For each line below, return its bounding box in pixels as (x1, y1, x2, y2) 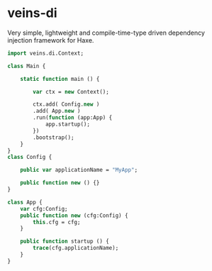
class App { (7, 199, 43, 206)
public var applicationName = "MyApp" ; (20, 167, 138, 174)
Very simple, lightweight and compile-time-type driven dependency (7, 28, 206, 37)
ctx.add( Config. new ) (33, 101, 100, 108)
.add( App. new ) (33, 108, 81, 115)
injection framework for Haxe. (7, 35, 94, 44)
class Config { (7, 154, 52, 161)
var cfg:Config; (20, 205, 69, 212)
